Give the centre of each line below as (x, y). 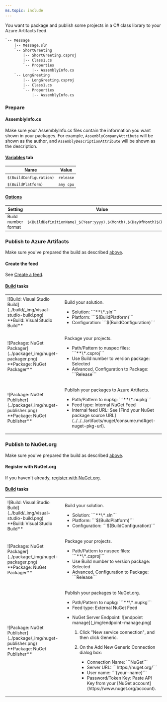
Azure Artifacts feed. (27, 30)
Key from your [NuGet (109, 683)
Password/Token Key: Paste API (120, 678)
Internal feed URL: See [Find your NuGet (113, 410)
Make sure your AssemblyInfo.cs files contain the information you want (78, 130)
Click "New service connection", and (117, 632)
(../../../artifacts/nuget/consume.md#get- (114, 421)
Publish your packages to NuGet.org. (102, 593)
